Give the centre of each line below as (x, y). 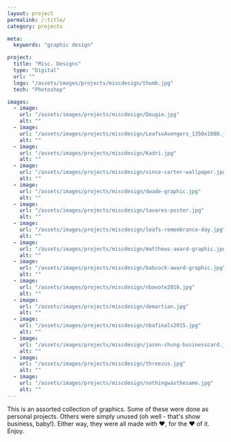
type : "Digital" (36, 70)
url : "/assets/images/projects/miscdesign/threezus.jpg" (103, 364)
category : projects (35, 26)
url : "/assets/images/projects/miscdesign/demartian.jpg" (104, 307)
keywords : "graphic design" (54, 45)
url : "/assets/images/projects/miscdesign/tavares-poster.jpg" (112, 210)
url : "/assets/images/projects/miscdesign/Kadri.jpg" (98, 153)
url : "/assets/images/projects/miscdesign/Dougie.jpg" (100, 115)
